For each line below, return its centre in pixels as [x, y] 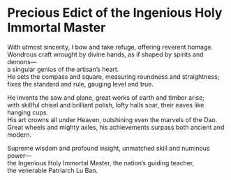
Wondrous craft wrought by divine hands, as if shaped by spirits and [105, 54]
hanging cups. [28, 112]
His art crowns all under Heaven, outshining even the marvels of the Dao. [112, 119]
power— [20, 156]
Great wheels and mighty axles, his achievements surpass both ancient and [116, 127]
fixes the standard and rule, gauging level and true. [81, 84]
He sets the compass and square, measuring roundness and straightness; [113, 76]
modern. [20, 135]
